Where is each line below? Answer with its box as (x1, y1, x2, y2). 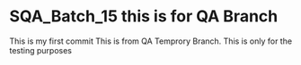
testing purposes (9, 45, 73, 55)
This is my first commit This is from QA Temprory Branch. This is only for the (9, 36, 293, 46)
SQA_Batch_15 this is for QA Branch (9, 6, 279, 27)
